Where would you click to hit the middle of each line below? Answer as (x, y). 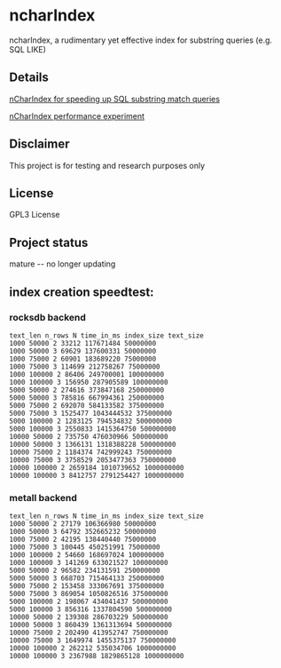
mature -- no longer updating (62, 264)
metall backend (43, 497)
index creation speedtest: (82, 292)
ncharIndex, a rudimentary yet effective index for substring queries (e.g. (141, 40)
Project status (49, 242)
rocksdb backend (48, 317)
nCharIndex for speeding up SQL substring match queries (114, 99)
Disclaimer (39, 144)
